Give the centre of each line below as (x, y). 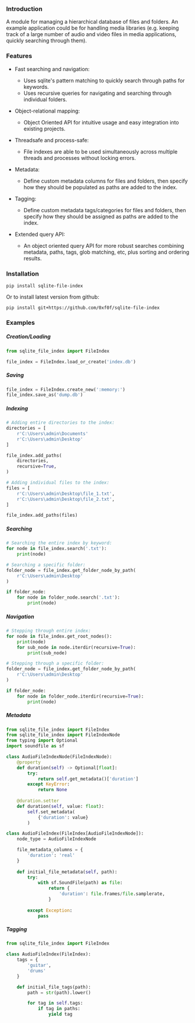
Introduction (24, 9)
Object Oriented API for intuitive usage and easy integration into (101, 122)
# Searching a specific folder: (46, 565)
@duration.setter (38, 801)
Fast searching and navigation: (52, 69)
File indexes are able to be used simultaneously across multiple (100, 151)
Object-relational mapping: (47, 111)
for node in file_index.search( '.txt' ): (57, 549)
